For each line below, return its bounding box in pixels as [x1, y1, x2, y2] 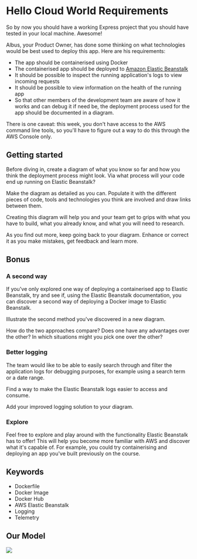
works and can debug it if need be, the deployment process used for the [14, 102, 190, 110]
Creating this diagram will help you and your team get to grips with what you [6, 213, 191, 220]
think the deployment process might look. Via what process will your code [6, 172, 185, 179]
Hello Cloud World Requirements [6, 4, 169, 18]
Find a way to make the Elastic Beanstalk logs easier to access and [6, 385, 168, 392]
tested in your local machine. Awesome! [6, 29, 103, 37]
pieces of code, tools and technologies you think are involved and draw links [6, 196, 191, 203]
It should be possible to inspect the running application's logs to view [14, 71, 182, 78]
